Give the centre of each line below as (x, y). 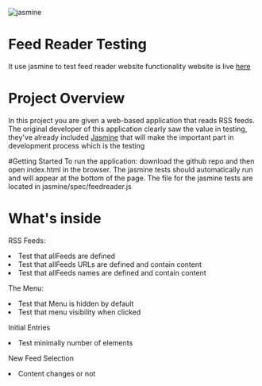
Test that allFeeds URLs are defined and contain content (110, 264)
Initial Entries (29, 327)
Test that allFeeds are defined (67, 256)
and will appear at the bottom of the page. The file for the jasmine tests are (131, 178)
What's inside (55, 219)
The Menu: (26, 288)
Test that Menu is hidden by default (76, 303)
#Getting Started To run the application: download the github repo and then (131, 161)
